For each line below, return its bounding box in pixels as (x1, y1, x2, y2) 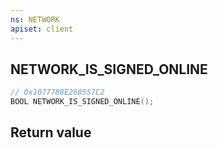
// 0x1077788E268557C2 (10, 87, 105, 98)
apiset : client (10, 24, 74, 34)
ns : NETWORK (10, 14, 60, 25)
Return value (10, 124, 92, 141)
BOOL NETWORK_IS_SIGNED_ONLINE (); (10, 97, 155, 107)
